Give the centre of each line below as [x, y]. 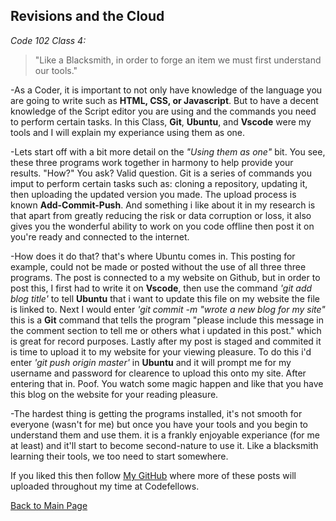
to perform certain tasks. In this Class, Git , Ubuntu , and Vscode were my [161, 121]
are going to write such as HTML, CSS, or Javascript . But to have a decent [164, 100]
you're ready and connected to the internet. [100, 236]
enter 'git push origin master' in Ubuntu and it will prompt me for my [151, 362]
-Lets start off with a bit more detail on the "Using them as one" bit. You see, [168, 151]
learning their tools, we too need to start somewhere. [119, 456]
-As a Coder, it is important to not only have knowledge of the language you [166, 90]
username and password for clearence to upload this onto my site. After [158, 373]
